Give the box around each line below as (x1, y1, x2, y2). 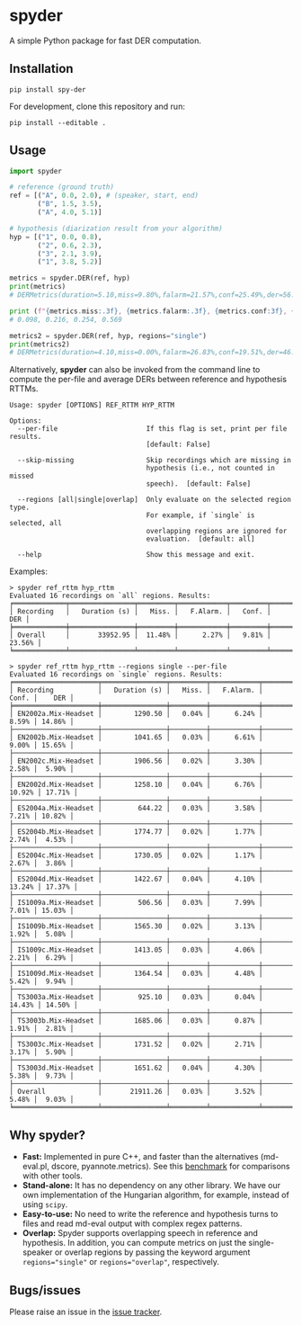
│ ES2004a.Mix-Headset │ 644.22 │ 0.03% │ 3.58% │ (9, 804, 263, 813)
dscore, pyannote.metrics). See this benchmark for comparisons (50, 1161, 290, 1172)
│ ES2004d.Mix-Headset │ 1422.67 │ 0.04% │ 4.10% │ (9, 874, 263, 884)
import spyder (9, 166, 63, 175)
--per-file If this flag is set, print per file (17, 425, 288, 434)
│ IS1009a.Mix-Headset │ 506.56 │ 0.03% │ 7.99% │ (9, 899, 263, 908)
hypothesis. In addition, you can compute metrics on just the (22, 1238, 247, 1249)
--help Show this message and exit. (17, 551, 255, 560)
